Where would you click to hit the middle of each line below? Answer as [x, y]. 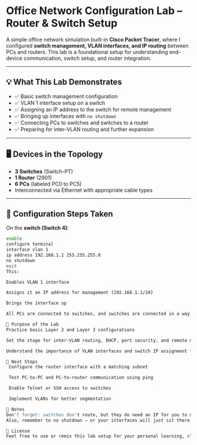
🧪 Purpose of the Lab [33, 324]
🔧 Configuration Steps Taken [60, 214]
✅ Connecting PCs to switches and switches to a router [81, 123]
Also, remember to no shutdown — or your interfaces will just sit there [98, 420]
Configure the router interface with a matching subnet [78, 367]
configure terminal [30, 244]
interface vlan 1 [27, 250]
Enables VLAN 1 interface [38, 282]
